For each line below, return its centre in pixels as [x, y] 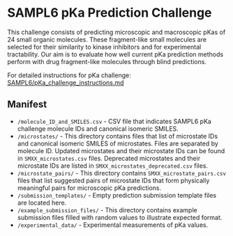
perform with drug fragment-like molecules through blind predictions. [107, 61]
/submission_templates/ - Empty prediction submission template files [117, 195]
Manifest [27, 105]
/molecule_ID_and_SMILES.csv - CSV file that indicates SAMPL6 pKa [114, 121]
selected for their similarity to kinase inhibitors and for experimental [104, 47]
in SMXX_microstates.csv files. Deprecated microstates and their [109, 158]
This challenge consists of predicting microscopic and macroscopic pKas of [116, 32]
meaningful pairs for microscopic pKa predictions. [89, 188]
